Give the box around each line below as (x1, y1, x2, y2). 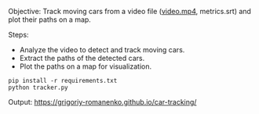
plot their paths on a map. (8, 15, 92, 24)
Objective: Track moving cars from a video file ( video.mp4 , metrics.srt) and (8, 7, 251, 16)
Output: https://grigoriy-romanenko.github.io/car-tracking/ (8, 98, 197, 106)
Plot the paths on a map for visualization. (19, 62, 151, 71)
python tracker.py (8, 84, 68, 91)
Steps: (8, 30, 29, 39)
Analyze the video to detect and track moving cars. (19, 45, 185, 54)
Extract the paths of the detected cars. (19, 54, 145, 62)
